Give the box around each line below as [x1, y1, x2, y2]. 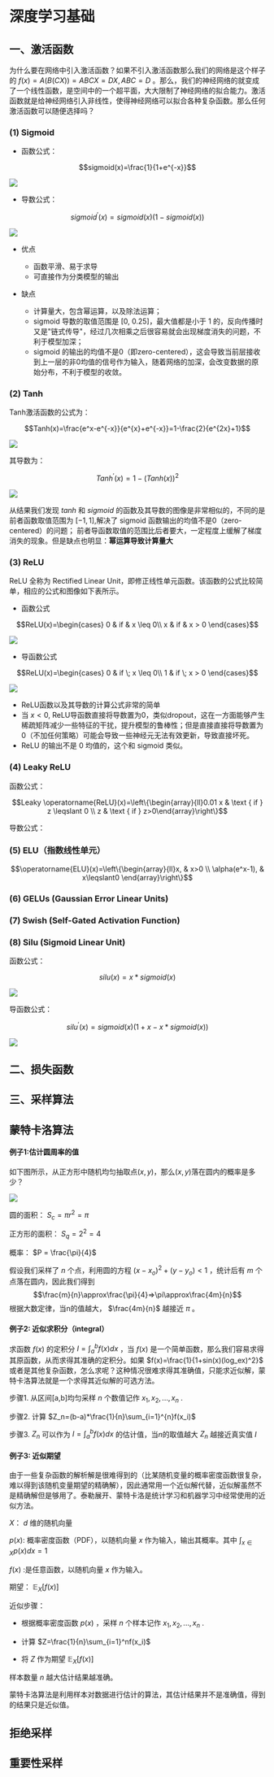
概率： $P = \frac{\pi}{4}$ [9, 1247, 97, 1257]
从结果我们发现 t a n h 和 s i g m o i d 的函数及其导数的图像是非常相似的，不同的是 [9, 505, 266, 515]
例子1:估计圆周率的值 [9, 1147, 80, 1157]
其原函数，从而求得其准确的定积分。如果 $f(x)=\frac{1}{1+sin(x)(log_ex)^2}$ [9, 1355, 263, 1365]
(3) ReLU [9, 556, 45, 567]
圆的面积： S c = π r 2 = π [9, 1208, 89, 1222]
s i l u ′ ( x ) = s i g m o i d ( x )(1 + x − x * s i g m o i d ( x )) [66, 1020, 209, 1032]
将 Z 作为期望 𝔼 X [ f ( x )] [20, 1653, 94, 1666]
